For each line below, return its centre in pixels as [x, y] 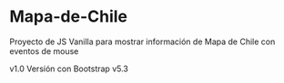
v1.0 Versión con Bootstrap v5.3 [69, 69]
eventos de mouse [44, 51]
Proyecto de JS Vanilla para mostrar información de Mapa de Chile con [142, 41]
